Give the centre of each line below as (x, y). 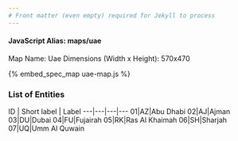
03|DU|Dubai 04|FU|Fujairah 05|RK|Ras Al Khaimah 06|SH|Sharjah (118, 120)
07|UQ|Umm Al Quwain (47, 128)
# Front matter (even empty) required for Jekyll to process (112, 15)
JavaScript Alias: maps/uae (55, 41)
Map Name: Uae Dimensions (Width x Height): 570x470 (99, 58)
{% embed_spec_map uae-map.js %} (70, 74)
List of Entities (37, 94)
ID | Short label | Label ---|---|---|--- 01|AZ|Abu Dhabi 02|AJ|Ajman (119, 112)
